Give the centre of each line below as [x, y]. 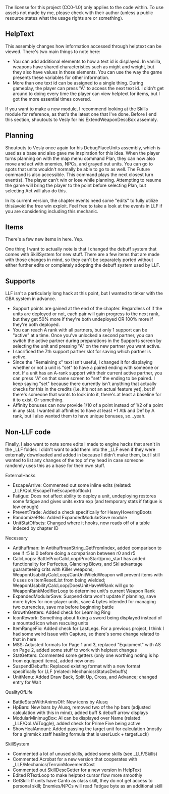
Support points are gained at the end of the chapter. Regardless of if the [87, 309]
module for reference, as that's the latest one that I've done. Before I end [81, 114]
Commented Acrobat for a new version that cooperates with [75, 759]
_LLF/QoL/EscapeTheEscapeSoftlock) [52, 491]
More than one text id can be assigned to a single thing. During [78, 82]
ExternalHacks [20, 476]
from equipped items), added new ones [53, 661]
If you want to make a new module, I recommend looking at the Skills [77, 109]
